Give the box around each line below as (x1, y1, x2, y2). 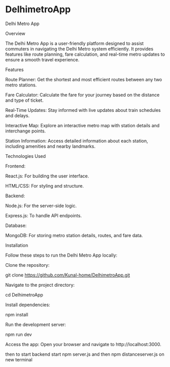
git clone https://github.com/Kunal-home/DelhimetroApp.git (5, 272, 130, 278)
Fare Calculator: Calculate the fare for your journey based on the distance (5, 91, 160, 98)
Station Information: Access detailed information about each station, (5, 137, 149, 144)
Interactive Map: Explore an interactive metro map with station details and (5, 122, 160, 128)
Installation (5, 242, 29, 248)
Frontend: (5, 163, 26, 169)
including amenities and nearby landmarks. (5, 143, 96, 149)
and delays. (5, 112, 30, 119)
